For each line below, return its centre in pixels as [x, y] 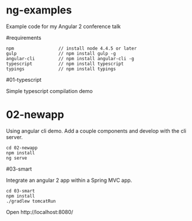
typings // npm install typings [61, 69]
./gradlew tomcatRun [31, 201]
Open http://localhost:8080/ [40, 212]
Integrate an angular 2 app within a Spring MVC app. [69, 180]
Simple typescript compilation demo [50, 91]
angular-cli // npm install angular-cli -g [70, 58]
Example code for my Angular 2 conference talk [64, 26]
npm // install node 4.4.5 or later [71, 48]
